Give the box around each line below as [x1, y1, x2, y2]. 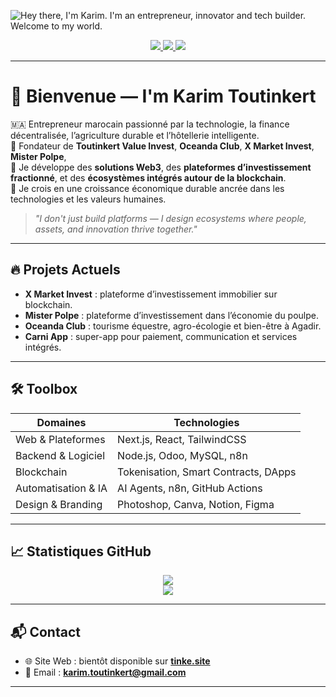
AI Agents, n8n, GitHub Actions [117, 481, 263, 495]
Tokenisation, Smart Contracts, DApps [117, 465, 297, 479]
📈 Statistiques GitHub [10, 543, 152, 560]
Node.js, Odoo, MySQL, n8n [117, 448, 248, 462]
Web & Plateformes [15, 432, 106, 446]
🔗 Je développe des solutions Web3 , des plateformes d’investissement [10, 161, 312, 173]
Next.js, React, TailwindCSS [117, 432, 247, 446]
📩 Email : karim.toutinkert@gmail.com [24, 666, 187, 679]
